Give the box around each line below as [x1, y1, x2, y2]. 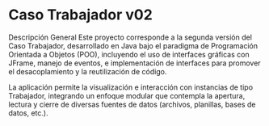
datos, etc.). [8, 107, 48, 118]
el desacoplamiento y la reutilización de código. [8, 66, 167, 76]
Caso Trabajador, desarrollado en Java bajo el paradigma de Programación [8, 40, 258, 50]
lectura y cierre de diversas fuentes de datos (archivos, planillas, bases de [8, 99, 256, 109]
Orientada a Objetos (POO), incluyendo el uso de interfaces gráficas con [8, 49, 250, 59]
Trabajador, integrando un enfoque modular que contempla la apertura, [8, 90, 246, 100]
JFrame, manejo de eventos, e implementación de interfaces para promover [8, 58, 261, 68]
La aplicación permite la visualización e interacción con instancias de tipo [8, 82, 253, 92]
